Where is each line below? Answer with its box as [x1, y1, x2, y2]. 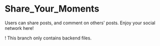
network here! [5, 25, 34, 31]
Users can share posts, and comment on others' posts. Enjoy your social [5, 20, 155, 26]
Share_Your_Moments [5, 3, 99, 15]
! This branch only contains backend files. [5, 35, 92, 41]
